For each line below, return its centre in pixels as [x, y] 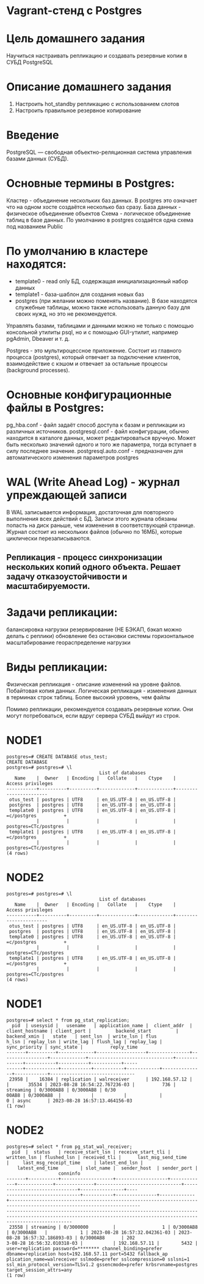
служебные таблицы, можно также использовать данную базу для [103, 307]
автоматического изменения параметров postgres [73, 457]
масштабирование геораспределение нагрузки [68, 643]
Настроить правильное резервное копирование [78, 110]
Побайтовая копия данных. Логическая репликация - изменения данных [102, 691]
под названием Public [35, 226]
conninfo [69, 1173]
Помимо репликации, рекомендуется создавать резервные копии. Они [100, 709]
